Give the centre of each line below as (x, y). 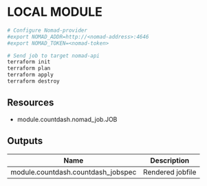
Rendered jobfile (170, 172)
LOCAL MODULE (55, 12)
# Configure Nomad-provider (47, 30)
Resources (31, 103)
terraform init (29, 62)
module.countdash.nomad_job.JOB (67, 119)
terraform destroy (33, 81)
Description (170, 161)
